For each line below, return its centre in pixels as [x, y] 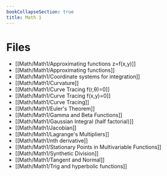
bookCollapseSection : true [40, 12]
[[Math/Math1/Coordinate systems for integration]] [77, 77]
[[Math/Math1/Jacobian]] [46, 128]
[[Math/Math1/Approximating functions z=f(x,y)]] [75, 64]
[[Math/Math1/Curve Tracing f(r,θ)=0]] [62, 90]
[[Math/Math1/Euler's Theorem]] [55, 108]
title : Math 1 [24, 17]
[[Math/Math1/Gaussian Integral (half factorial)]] [74, 122]
